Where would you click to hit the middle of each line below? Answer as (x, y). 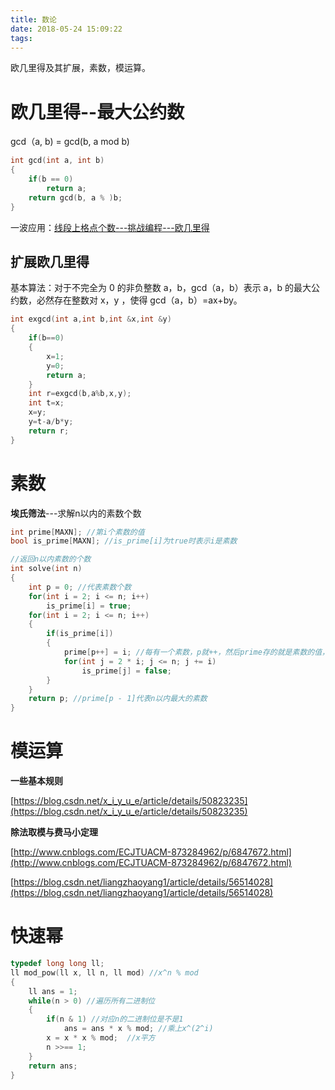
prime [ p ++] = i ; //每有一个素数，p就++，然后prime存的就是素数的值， (196, 652)
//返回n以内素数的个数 (51, 559)
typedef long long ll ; (57, 964)
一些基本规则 (36, 781)
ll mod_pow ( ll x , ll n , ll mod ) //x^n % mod (104, 972)
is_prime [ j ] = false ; (126, 671)
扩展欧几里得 (50, 261)
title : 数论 (33, 19)
